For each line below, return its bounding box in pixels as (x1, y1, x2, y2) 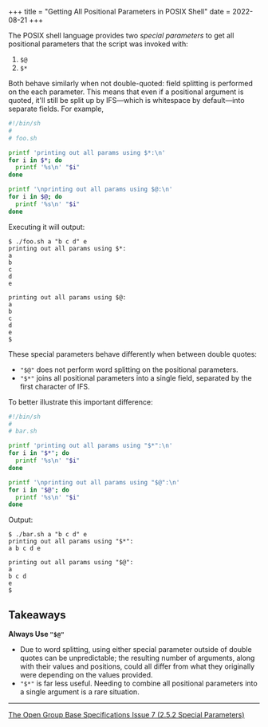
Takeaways (8, 608, 66, 622)
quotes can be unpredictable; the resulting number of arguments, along (19, 654, 255, 663)
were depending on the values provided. (19, 670, 153, 680)
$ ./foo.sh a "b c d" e (8, 237, 88, 246)
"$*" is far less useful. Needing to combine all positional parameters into (19, 678, 258, 689)
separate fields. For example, (8, 104, 104, 113)
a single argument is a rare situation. (19, 687, 140, 697)
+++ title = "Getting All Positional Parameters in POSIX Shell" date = (8, 7, 231, 16)
